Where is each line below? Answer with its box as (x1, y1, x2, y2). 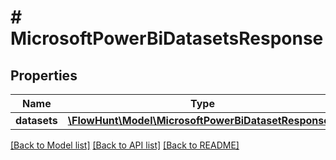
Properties (10, 67, 78, 84)
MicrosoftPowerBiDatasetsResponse (10, 27, 324, 50)
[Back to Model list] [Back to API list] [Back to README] (10, 139, 240, 151)
